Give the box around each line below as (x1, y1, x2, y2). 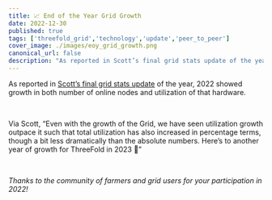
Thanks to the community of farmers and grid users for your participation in (8, 175, 262, 185)
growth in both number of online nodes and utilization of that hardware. (8, 87, 247, 97)
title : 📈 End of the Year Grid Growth (8, 11, 142, 20)
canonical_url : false (8, 49, 82, 57)
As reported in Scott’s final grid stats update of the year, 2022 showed (8, 78, 243, 89)
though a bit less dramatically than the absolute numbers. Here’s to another (8, 135, 259, 145)
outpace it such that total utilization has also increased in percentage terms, (8, 127, 261, 137)
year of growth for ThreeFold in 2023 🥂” (8, 144, 142, 154)
